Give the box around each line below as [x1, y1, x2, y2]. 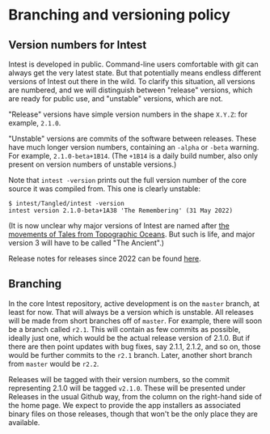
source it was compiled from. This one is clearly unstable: [8, 184, 200, 194]
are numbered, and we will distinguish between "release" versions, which [8, 85, 253, 95]
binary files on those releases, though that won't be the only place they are [8, 409, 259, 419]
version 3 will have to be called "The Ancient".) [8, 238, 164, 248]
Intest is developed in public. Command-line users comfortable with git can [8, 59, 259, 69]
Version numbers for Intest [8, 38, 147, 52]
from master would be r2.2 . [8, 359, 99, 368]
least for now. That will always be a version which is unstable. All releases [8, 307, 255, 317]
